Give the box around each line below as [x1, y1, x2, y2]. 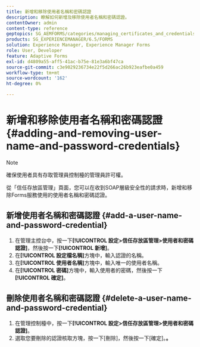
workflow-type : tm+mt [6, 70, 60, 76]
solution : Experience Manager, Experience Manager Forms [6, 42, 151, 48]
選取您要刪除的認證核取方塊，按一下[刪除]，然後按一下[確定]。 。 [14, 334, 171, 342]
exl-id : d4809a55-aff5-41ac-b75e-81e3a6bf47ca [6, 58, 124, 64]
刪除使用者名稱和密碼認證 [6, 293, 100, 303]
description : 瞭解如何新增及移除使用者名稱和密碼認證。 [6, 14, 130, 20]
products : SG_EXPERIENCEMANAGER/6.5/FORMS [6, 36, 113, 42]
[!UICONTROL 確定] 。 [14, 274, 69, 281]
